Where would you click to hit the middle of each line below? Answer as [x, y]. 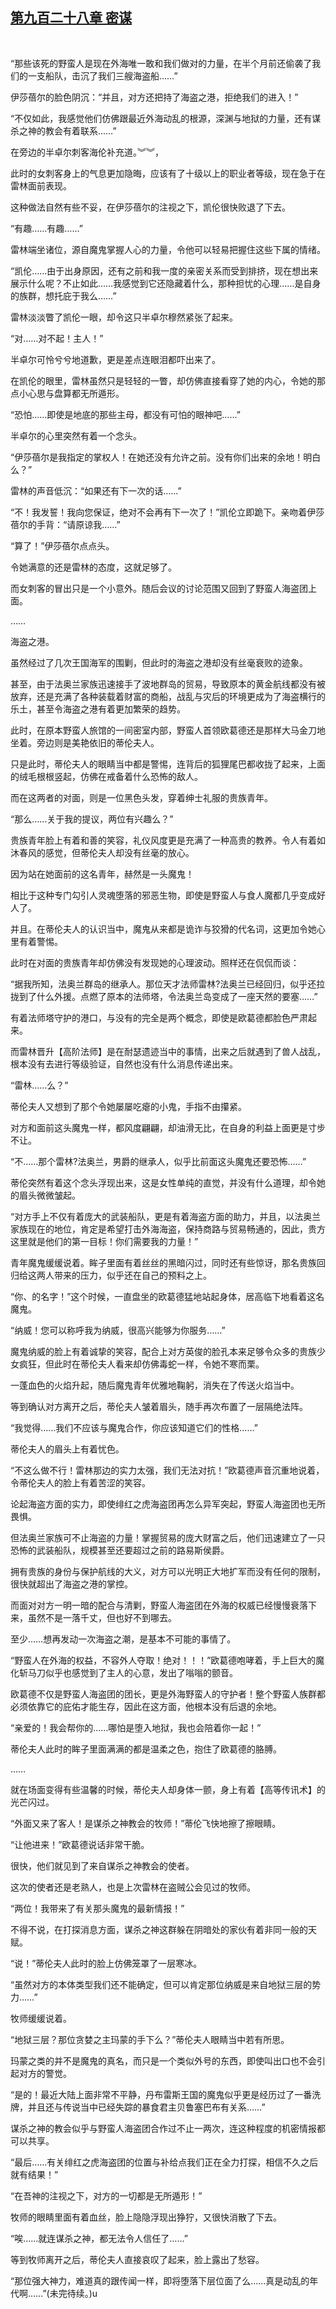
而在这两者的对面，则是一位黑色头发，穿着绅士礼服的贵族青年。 [141, 797]
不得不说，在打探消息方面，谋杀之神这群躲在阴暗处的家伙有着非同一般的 [159, 1929]
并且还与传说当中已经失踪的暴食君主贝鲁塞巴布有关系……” [146, 2107]
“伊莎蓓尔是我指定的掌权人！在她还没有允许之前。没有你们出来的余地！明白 [166, 457]
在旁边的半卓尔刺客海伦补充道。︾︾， [87, 152]
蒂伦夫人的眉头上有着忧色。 [67, 1449]
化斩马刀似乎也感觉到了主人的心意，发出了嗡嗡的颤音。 [124, 1672]
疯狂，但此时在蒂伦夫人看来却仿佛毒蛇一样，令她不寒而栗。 [141, 1364]
